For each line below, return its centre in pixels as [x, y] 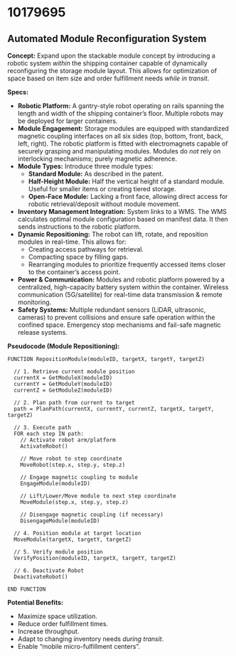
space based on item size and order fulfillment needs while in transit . [108, 78]
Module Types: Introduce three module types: [85, 166]
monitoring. [34, 302]
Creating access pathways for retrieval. [86, 249]
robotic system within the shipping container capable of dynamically [107, 63]
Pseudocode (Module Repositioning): [64, 346]
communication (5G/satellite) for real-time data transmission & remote [120, 295]
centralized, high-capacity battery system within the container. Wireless [123, 287]
